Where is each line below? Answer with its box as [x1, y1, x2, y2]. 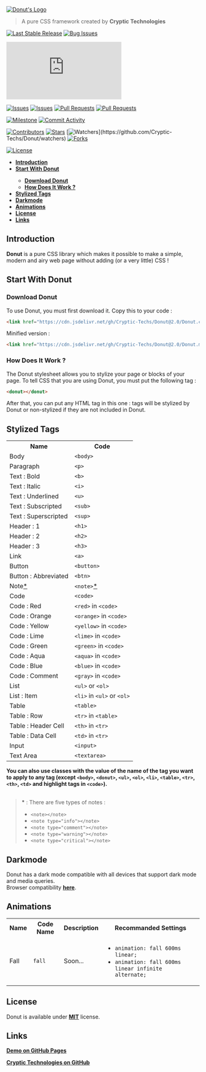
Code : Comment [9, 672, 58, 680]
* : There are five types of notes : [21, 799, 106, 806]
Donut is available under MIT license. [6, 1013, 100, 1020]
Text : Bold [9, 472, 40, 481]
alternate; [115, 971, 147, 978]
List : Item [9, 691, 38, 700]
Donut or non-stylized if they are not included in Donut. [6, 406, 146, 414]
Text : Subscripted [9, 502, 63, 511]
